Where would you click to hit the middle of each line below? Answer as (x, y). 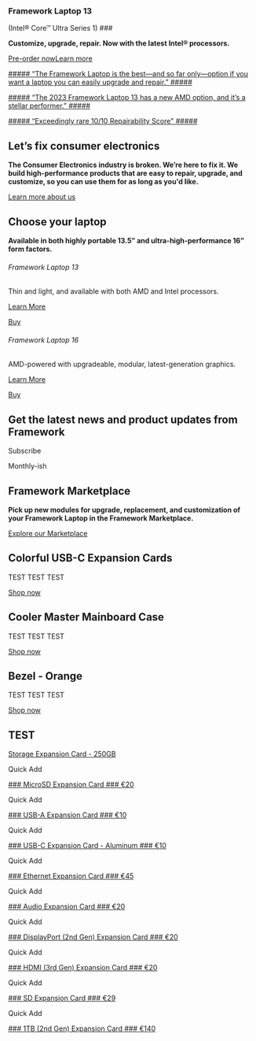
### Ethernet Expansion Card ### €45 (71, 876)
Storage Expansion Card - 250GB (62, 754)
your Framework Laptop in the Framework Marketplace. (101, 518)
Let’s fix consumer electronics (84, 146)
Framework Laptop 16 (44, 339)
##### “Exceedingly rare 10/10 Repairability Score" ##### (103, 121)
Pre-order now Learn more (50, 59)
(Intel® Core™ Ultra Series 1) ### (60, 28)
